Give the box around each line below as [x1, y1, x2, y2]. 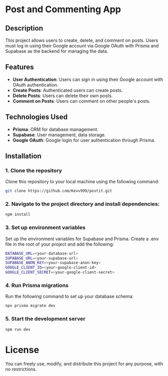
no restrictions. [5, 366, 37, 372]
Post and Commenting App [5, 4, 121, 15]
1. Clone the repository [5, 167, 62, 174]
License [5, 344, 40, 356]
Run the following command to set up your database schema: [5, 294, 133, 300]
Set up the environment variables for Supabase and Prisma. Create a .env [5, 236, 159, 242]
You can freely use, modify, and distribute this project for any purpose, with [5, 361, 163, 367]
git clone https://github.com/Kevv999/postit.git [5, 188, 113, 194]
